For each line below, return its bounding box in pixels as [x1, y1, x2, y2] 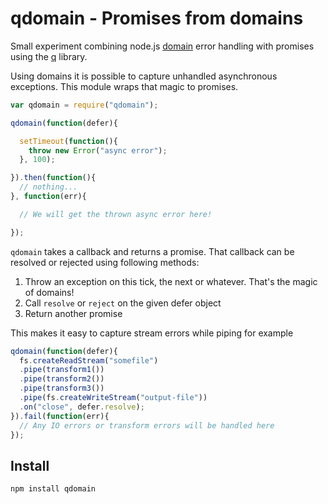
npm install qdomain [10, 484, 97, 494]
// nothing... [19, 182, 78, 192]
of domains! [24, 286, 75, 298]
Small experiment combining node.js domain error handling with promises [10, 40, 315, 52]
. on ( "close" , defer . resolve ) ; [19, 402, 145, 412]
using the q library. [10, 50, 88, 62]
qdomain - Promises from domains [10, 7, 304, 30]
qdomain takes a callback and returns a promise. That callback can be [10, 245, 295, 257]
